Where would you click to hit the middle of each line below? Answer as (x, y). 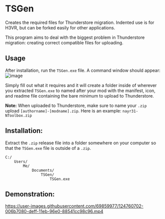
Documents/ (43, 170)
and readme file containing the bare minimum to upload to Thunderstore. (80, 96)
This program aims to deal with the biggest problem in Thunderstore (75, 37)
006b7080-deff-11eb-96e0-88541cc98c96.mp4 (54, 212)
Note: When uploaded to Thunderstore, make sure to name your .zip (76, 106)
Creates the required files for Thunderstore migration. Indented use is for (80, 22)
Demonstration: (30, 194)
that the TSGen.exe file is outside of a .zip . (48, 148)
